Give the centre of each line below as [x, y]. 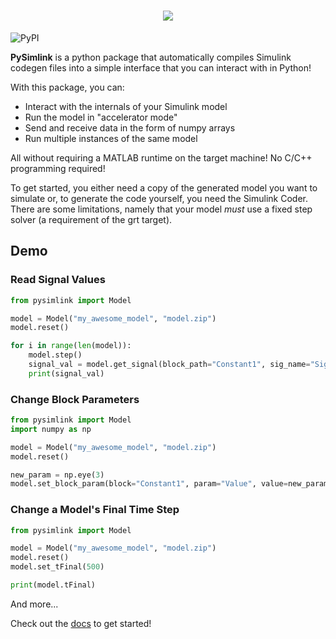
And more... [34, 604]
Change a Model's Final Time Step [95, 510]
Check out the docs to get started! [81, 623]
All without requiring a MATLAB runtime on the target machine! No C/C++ [161, 157]
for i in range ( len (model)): [71, 346]
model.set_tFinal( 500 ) [57, 567]
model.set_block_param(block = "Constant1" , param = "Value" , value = [149, 484]
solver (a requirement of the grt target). [91, 219]
